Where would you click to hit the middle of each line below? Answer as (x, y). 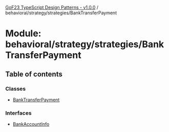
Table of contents (34, 74)
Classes (16, 89)
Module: (23, 34)
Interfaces (18, 113)
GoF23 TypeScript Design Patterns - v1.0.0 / (52, 7)
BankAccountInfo (31, 124)
